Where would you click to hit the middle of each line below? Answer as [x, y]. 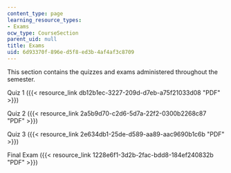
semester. [21, 79]
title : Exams [26, 46]
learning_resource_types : [44, 20]
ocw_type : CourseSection [43, 33]
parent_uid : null [32, 39]
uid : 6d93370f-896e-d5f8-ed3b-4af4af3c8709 [71, 53]
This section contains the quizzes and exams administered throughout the [112, 72]
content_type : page [35, 13]
